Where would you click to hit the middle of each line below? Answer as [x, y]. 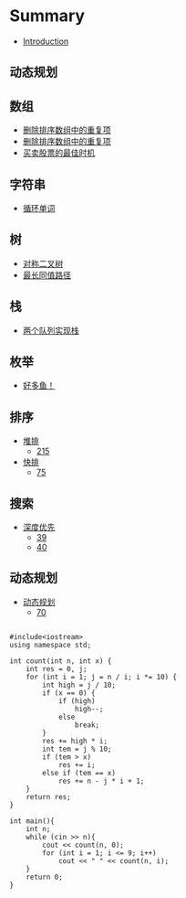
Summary [47, 16]
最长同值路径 [46, 274]
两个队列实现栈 [51, 330]
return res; [48, 796]
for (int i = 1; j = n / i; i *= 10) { [102, 677]
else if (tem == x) [79, 773]
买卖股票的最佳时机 [59, 153]
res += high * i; [75, 741]
